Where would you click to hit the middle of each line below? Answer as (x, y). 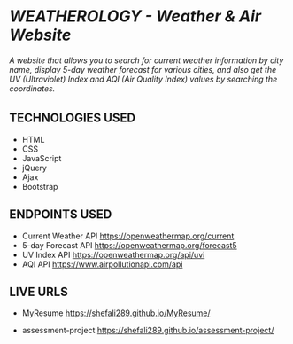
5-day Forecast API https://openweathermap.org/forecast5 (129, 245)
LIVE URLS (39, 292)
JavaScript (42, 158)
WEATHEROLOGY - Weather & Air (135, 16)
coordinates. (32, 88)
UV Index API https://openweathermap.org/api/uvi (113, 254)
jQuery (34, 168)
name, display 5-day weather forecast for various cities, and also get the (143, 69)
